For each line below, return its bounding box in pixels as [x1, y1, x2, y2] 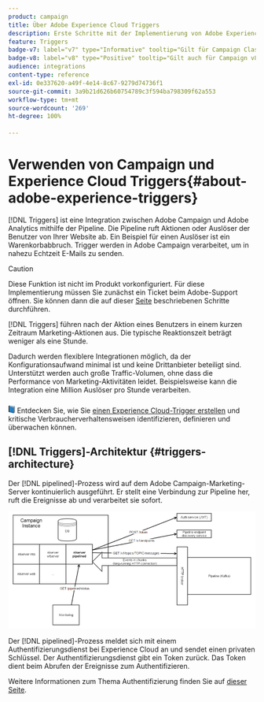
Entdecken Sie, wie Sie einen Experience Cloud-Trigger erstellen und [16, 406, 240, 415]
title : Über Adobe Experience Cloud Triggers [8, 20, 159, 29]
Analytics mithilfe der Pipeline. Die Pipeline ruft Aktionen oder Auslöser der [8, 223, 251, 232]
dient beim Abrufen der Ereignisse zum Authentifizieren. [8, 662, 190, 671]
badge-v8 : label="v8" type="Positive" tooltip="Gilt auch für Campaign [8, 54, 247, 62]
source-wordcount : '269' [8, 104, 90, 112]
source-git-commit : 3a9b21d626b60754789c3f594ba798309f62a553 [8, 87, 216, 95]
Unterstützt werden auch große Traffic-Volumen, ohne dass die [8, 368, 214, 377]
